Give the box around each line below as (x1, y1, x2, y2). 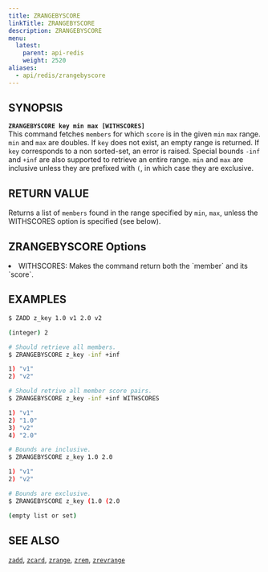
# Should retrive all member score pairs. (8, 387, 152, 396)
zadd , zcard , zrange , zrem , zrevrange (8, 555, 126, 565)
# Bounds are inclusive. (8, 446, 91, 454)
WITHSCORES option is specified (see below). (8, 217, 161, 226)
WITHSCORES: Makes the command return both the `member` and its (18, 262, 249, 271)
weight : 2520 (22, 57, 67, 65)
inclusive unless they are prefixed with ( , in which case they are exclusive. (8, 164, 254, 173)
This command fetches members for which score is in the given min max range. (8, 129, 261, 139)
